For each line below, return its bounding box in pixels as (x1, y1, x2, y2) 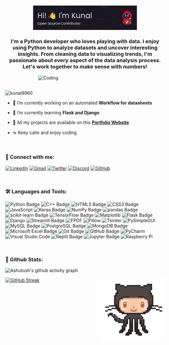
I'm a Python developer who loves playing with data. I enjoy (11, 38, 159, 45)
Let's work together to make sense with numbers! (22, 63, 148, 70)
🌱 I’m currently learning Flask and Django (12, 109, 100, 115)
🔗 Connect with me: (5, 154, 55, 161)
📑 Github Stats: (5, 256, 43, 263)
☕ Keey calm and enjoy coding (12, 130, 77, 136)
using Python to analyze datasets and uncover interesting (12, 44, 158, 51)
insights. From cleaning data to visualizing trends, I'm (17, 51, 153, 58)
